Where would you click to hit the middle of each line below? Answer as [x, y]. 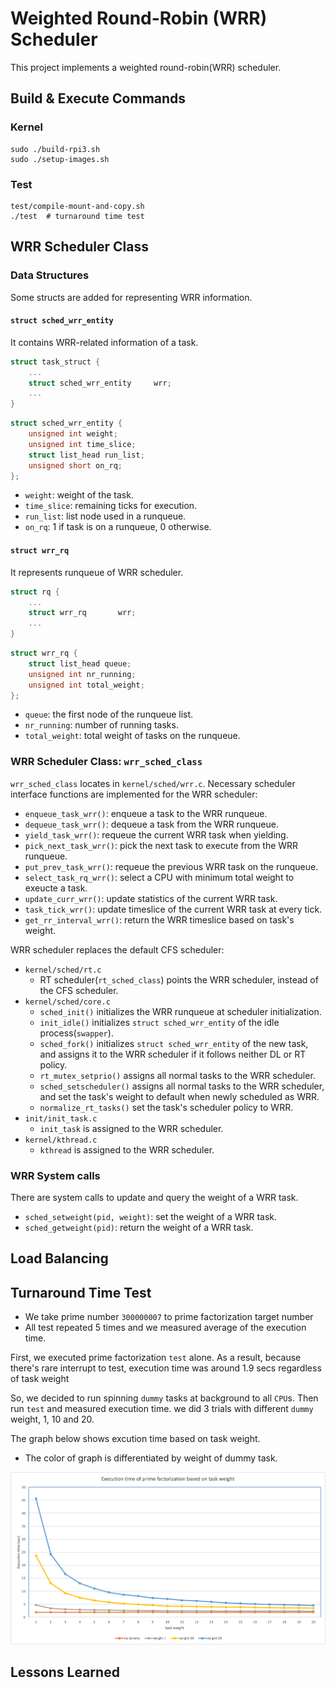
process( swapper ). [76, 1033]
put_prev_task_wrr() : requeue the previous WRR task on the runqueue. [171, 866]
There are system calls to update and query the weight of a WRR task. [154, 1197]
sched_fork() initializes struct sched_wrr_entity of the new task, [174, 1043]
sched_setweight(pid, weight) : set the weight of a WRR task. [151, 1216]
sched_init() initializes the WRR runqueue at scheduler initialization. [180, 1011]
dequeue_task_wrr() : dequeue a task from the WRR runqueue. [151, 824]
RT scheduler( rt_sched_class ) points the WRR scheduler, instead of [179, 979]
